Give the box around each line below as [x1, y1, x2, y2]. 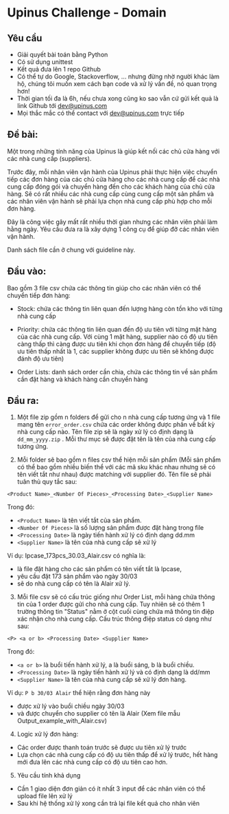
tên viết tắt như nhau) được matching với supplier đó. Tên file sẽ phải [16, 470, 211, 479]
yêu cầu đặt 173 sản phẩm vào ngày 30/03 [16, 572, 138, 581]
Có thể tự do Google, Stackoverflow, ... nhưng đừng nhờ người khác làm [16, 72, 220, 81]
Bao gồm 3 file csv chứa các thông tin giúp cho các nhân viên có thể [7, 283, 202, 292]
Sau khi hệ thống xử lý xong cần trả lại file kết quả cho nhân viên [16, 800, 200, 808]
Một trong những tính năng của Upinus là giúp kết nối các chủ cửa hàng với [7, 147, 220, 156]
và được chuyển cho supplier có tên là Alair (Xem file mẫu [16, 709, 180, 718]
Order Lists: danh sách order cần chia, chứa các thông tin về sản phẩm [16, 367, 218, 376]
